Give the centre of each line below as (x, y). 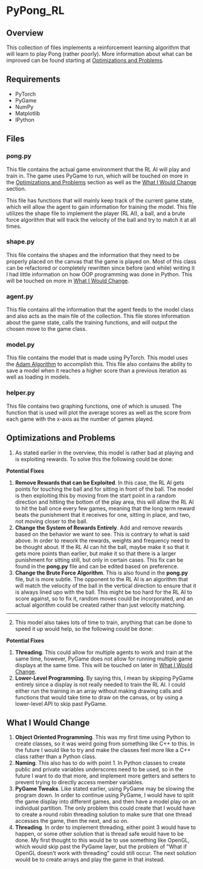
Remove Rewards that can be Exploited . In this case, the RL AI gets (99, 482)
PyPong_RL (35, 11)
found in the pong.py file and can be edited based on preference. (97, 566)
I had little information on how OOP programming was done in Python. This (99, 274)
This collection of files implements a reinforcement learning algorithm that (98, 47)
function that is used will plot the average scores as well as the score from (99, 412)
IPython (25, 119)
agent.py (20, 296)
